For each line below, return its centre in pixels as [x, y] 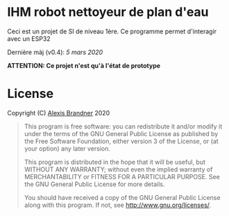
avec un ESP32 [29, 38]
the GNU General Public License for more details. [94, 184]
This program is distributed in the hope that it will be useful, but [115, 162]
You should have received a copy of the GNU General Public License [122, 197]
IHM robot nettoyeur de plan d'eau [108, 12]
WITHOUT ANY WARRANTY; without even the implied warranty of [118, 169]
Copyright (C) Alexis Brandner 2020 [59, 113]
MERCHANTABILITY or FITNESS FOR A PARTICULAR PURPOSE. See [122, 176]
